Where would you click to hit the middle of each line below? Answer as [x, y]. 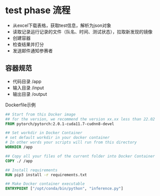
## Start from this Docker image [41, 114]
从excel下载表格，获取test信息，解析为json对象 [62, 25]
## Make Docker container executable [45, 184]
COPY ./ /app [19, 161]
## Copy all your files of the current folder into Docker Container [80, 156]
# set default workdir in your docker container [57, 138]
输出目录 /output [30, 94]
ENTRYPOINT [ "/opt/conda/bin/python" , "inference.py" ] [64, 189]
